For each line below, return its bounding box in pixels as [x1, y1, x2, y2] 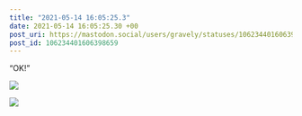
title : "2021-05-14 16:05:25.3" [9, 13, 130, 22]
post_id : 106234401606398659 [9, 38, 119, 48]
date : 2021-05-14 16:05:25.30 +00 [9, 22, 139, 31]
